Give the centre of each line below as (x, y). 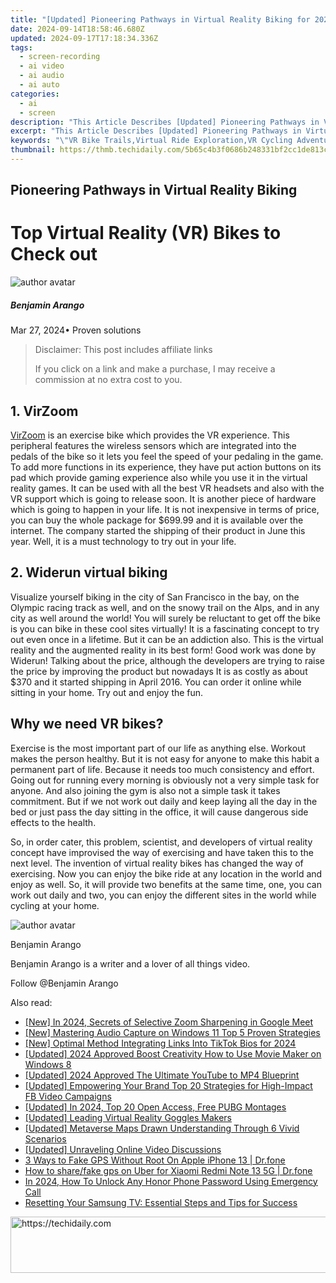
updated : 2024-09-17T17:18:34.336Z (84, 38)
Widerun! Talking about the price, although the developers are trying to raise (167, 660)
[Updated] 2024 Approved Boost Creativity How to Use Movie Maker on (173, 1053)
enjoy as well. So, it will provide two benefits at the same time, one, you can (166, 884)
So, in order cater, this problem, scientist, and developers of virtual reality (161, 842)
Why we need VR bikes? (87, 724)
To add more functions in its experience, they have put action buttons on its (166, 467)
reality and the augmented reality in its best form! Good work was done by (163, 650)
